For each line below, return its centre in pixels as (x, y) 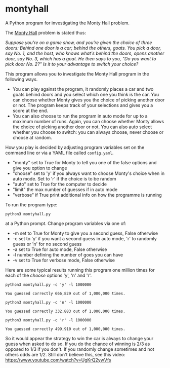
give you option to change (40, 168)
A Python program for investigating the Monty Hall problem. (68, 23)
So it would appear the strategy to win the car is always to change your (79, 338)
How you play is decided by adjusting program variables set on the (75, 147)
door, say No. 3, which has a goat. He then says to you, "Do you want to (81, 58)
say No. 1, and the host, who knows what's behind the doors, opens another (85, 53)
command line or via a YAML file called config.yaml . (59, 153)
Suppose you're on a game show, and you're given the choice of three (79, 42)
